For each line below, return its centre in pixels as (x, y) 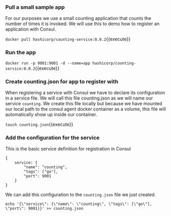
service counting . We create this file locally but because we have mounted (84, 103)
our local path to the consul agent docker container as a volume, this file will (86, 109)
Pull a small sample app (35, 7)
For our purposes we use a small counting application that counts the (78, 18)
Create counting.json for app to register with (62, 82)
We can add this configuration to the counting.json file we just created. (81, 195)
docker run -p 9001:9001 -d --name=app (48, 63)
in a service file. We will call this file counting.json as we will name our (79, 98)
